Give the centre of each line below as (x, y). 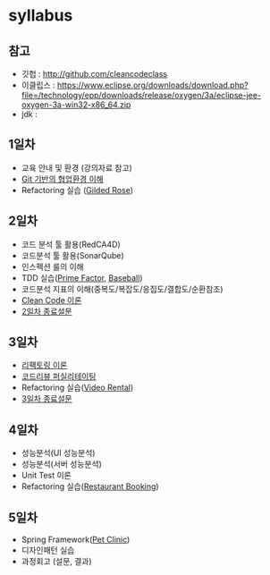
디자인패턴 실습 (48, 550)
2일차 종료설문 (46, 311)
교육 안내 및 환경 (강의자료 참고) (77, 167)
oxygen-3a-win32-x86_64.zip (76, 105)
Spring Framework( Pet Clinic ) (76, 540)
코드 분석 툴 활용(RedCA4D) (71, 244)
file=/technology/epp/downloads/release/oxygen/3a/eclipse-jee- (141, 95)
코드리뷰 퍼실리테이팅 (59, 376)
